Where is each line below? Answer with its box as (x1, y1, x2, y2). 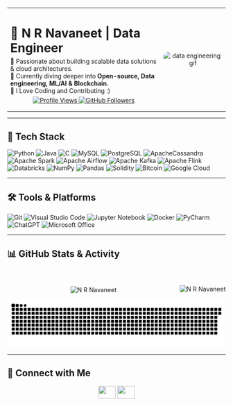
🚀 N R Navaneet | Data (10, 25, 141, 41)
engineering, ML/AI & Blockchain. (10, 79, 109, 87)
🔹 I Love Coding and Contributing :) (10, 86, 111, 94)
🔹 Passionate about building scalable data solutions (10, 57, 157, 65)
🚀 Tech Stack (7, 130, 65, 142)
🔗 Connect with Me (7, 367, 92, 379)
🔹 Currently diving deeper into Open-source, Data (10, 71, 155, 80)
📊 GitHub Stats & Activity (7, 248, 120, 260)
